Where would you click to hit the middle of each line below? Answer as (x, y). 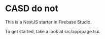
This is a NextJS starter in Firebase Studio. (49, 22)
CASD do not (32, 9)
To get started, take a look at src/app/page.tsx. (53, 31)
